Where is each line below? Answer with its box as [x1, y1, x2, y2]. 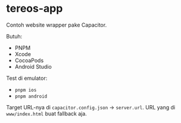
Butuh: [6, 33, 23, 40]
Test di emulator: [6, 75, 48, 82]
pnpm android [14, 93, 48, 99]
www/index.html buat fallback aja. [6, 110, 88, 117]
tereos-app [6, 2, 63, 15]
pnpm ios [14, 87, 37, 93]
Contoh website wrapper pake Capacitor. [6, 21, 107, 28]
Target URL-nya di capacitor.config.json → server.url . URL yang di [6, 103, 176, 111]
